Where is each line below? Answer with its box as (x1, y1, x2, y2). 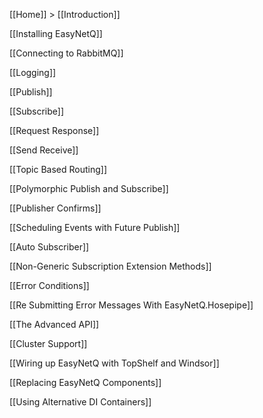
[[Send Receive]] (9, 144, 79, 156)
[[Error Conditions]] (9, 280, 90, 291)
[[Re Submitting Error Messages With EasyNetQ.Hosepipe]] (9, 299, 254, 311)
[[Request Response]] (9, 125, 100, 136)
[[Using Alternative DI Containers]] (9, 396, 152, 408)
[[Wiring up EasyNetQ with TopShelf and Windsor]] (9, 357, 220, 369)
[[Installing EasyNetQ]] (9, 28, 103, 39)
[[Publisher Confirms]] (9, 202, 102, 214)
